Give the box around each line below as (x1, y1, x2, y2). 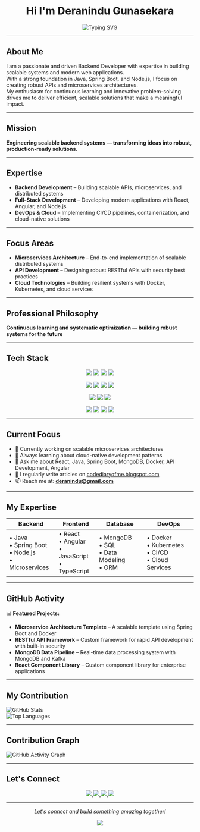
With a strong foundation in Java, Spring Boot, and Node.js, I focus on (6, 75, 177, 82)
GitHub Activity (6, 594, 65, 604)
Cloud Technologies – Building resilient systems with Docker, (14, 280, 165, 287)
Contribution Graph (6, 736, 80, 746)
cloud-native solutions (14, 215, 70, 222)
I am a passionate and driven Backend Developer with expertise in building (6, 62, 189, 70)
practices (14, 273, 39, 280)
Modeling (99, 556, 126, 564)
